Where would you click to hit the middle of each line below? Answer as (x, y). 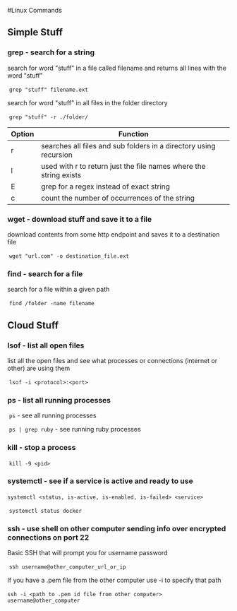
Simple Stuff (35, 32)
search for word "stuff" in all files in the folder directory (87, 102)
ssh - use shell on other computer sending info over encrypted (117, 528)
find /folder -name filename (52, 304)
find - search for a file (45, 273)
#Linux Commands (35, 10)
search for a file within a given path (59, 290)
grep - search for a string (51, 52)
